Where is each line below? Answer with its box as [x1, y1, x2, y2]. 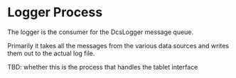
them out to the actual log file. [7, 49, 95, 57]
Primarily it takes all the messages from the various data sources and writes [7, 41, 230, 50]
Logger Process [7, 4, 103, 21]
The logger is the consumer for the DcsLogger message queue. [7, 28, 194, 36]
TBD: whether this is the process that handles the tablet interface [7, 62, 198, 71]
